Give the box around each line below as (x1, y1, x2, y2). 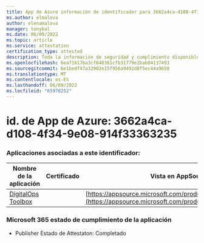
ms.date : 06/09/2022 (6, 32, 59, 38)
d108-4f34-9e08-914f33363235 (6, 127, 177, 141)
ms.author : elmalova (6, 15, 59, 21)
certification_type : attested (6, 49, 83, 55)
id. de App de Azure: (6, 114, 112, 128)
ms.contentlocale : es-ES (6, 77, 69, 83)
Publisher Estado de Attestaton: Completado (15, 229, 126, 237)
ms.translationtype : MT (6, 71, 67, 77)
